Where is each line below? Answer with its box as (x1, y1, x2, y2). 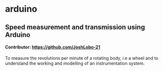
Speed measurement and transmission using (5, 23, 145, 31)
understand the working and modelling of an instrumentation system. (5, 60, 145, 66)
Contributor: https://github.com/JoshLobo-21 (5, 44, 101, 50)
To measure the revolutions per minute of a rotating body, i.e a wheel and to (5, 55, 159, 61)
